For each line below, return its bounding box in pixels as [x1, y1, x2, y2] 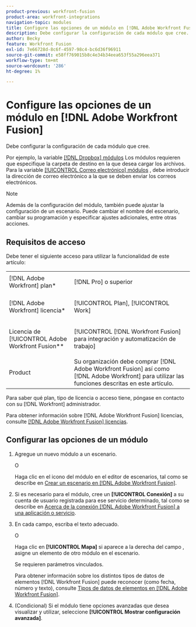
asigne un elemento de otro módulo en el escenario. [14, 549, 140, 556]
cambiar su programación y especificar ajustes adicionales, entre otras [6, 214, 177, 221]
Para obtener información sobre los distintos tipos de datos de [14, 572, 164, 579]
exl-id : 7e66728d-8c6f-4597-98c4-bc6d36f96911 [6, 47, 121, 53]
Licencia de [9, 328, 41, 335]
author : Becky [6, 36, 41, 41]
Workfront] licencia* [9, 306, 66, 314]
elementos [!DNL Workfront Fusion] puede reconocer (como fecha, [14, 578, 176, 585]
